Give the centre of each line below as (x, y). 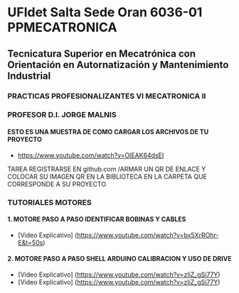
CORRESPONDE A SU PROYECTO (57, 184)
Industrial (29, 76)
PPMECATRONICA (62, 27)
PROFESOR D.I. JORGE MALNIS (62, 115)
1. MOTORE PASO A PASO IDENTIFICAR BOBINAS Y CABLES (97, 219)
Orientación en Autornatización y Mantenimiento (118, 65)
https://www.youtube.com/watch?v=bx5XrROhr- (148, 235)
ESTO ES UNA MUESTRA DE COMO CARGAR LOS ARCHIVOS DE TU (108, 132)
